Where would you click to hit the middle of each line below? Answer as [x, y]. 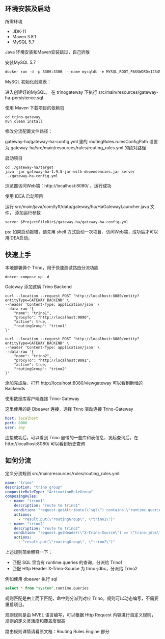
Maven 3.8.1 [24, 36]
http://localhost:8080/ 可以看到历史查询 [45, 444]
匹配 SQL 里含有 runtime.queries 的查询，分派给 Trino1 [67, 562]
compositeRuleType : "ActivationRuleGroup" [49, 492]
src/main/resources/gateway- [128, 92]
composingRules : [22, 496]
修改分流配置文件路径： [29, 131]
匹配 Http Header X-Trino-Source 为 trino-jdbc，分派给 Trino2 [75, 569]
